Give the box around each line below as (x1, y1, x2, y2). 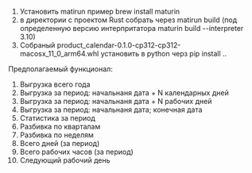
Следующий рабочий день (19, 156, 110, 165)
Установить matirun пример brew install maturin (19, 7, 180, 16)
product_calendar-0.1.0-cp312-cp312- (56, 40, 181, 50)
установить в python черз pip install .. (100, 49, 227, 58)
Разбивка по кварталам (19, 122, 101, 131)
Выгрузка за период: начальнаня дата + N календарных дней (19, 88, 229, 98)
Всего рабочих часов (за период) (19, 147, 134, 156)
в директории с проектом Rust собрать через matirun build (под (19, 15, 237, 25)
